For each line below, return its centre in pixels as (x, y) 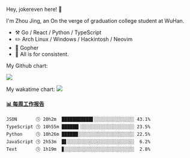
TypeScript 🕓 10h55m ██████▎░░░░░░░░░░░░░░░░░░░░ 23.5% (79, 127)
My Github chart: (27, 66)
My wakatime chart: (31, 89)
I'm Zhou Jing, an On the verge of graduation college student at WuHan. (95, 21)
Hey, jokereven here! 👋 (34, 9)
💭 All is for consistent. (42, 54)
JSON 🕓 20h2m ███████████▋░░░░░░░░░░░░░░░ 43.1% (79, 120)
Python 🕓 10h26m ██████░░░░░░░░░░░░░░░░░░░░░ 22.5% (79, 135)
